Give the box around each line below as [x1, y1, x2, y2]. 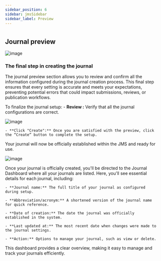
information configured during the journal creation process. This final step [5, 79, 154, 85]
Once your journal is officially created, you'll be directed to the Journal [5, 165, 147, 171]
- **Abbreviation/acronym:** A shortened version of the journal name [5, 198, 152, 203]
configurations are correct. [5, 109, 59, 115]
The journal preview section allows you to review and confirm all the [5, 74, 142, 80]
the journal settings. [5, 228, 51, 233]
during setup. [5, 190, 34, 194]
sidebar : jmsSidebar [5, 12, 47, 17]
